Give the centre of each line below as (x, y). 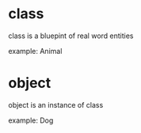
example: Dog (31, 120)
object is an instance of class (56, 104)
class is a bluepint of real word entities (71, 36)
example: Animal (35, 51)
